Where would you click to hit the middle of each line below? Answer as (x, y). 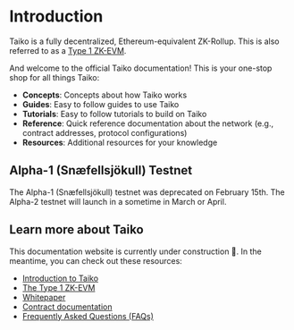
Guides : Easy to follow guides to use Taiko (101, 104)
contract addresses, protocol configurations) (105, 132)
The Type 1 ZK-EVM (59, 287)
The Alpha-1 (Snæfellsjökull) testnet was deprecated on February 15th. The (147, 192)
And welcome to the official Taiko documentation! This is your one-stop (141, 68)
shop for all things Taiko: (55, 77)
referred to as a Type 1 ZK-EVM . (68, 50)
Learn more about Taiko (77, 230)
